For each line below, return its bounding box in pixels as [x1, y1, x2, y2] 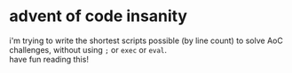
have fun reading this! [9, 54, 89, 64]
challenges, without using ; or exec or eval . [9, 44, 167, 55]
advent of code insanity [9, 6, 188, 26]
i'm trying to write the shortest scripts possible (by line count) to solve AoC [9, 35, 284, 46]
